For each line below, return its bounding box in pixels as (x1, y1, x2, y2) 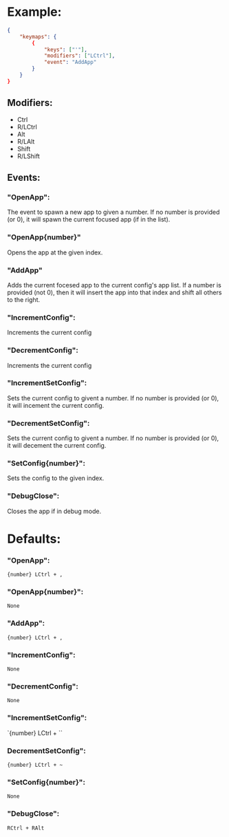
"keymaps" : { (19, 33, 57, 40)
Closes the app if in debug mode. (7, 507, 102, 515)
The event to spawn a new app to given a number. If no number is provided (7, 208, 220, 217)
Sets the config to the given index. (7, 474, 105, 482)
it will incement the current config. (7, 401, 105, 409)
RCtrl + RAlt (7, 825, 45, 831)
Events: (7, 172, 41, 184)
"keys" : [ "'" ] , (43, 46, 88, 53)
